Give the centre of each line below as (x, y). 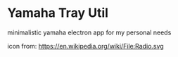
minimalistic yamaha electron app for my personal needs (89, 32)
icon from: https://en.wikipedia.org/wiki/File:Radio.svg (85, 46)
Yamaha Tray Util (58, 13)
